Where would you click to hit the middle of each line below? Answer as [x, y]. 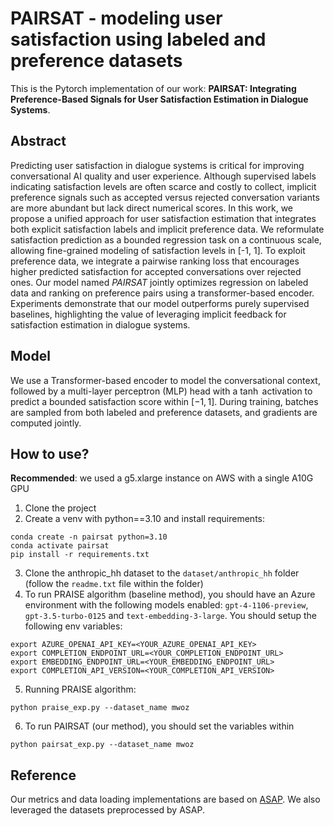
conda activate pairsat [60, 546]
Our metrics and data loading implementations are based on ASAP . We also [165, 799]
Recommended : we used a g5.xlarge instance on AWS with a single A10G [162, 478]
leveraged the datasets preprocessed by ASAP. [107, 810]
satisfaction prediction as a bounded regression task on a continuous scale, [166, 239]
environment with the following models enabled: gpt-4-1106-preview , [166, 605]
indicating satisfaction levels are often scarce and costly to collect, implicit [163, 186]
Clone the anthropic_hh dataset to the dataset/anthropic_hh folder [162, 573]
